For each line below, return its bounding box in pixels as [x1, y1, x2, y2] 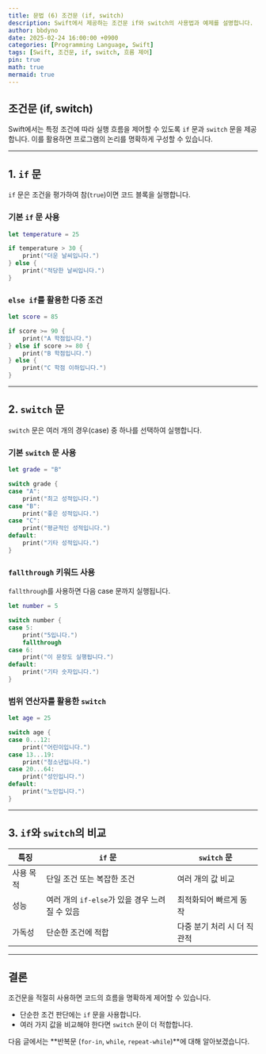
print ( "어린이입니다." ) [22, 743, 91, 751]
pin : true [8, 56, 41, 64]
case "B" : [8, 502, 41, 510]
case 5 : [8, 624, 34, 632]
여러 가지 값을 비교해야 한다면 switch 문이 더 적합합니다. [19, 1020, 193, 1029]
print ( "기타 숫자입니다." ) [22, 668, 100, 676]
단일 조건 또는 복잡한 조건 [46, 873, 135, 884]
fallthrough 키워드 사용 [8, 567, 96, 578]
